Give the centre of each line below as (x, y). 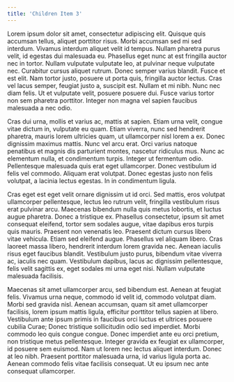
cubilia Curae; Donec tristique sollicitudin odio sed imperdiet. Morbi (104, 326)
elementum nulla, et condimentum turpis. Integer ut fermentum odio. (105, 159)
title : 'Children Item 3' (45, 14)
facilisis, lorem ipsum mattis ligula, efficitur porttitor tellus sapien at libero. (113, 311)
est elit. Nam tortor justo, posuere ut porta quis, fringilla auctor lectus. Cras (115, 78)
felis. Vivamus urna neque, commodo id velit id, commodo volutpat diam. (112, 297)
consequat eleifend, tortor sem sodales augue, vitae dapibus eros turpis (110, 223)
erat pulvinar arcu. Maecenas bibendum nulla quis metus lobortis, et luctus (114, 209)
